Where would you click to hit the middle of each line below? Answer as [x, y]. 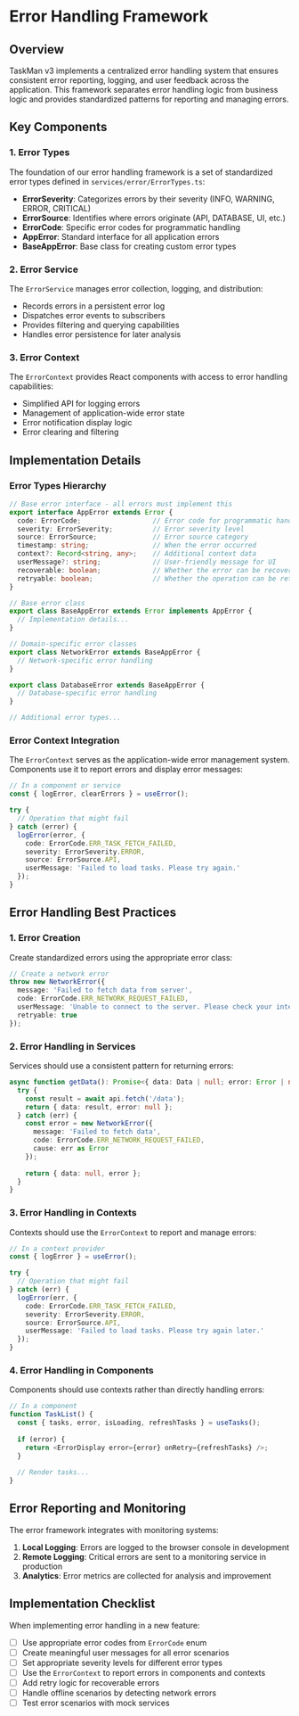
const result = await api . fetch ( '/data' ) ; [105, 1099]
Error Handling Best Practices [93, 913]
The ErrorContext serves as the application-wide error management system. [149, 760]
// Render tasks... [53, 1473]
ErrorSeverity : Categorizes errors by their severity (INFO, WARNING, [149, 199]
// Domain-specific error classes [73, 644]
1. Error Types [40, 153]
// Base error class [48, 603]
